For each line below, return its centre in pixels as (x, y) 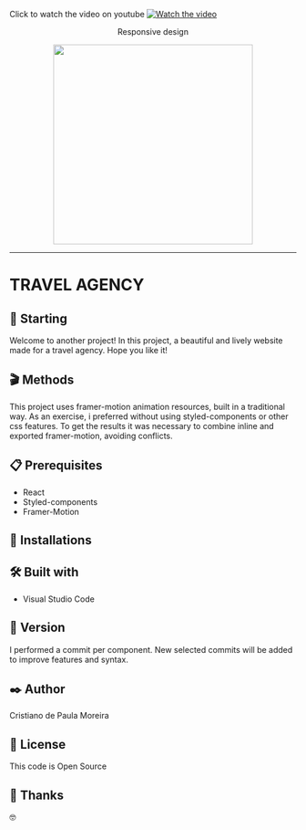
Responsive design (153, 32)
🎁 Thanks (37, 795)
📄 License (38, 744)
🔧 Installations (51, 540)
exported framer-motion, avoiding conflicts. (91, 436)
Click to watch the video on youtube (77, 14)
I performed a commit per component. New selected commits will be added (151, 649)
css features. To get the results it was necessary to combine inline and (142, 426)
